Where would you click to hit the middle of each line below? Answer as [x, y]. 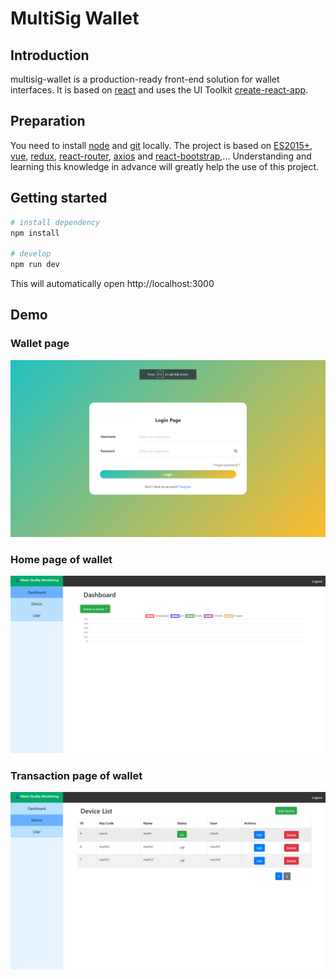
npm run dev [35, 265]
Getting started [59, 198]
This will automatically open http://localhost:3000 [112, 283]
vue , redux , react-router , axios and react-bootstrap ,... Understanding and [161, 156]
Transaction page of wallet [76, 775]
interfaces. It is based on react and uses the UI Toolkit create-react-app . [159, 90]
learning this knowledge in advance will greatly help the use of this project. [165, 166]
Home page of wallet [61, 560]
